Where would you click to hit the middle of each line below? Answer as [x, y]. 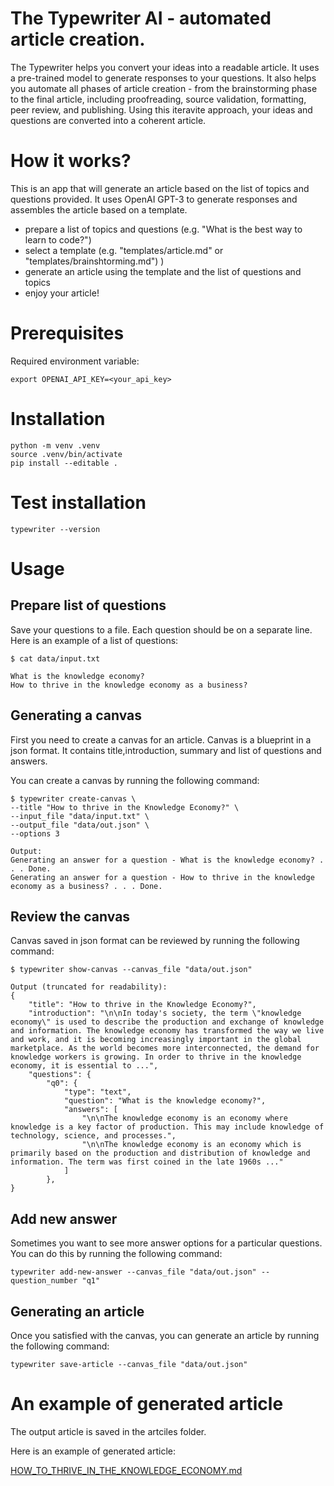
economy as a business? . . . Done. [86, 886]
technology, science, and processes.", [93, 1136]
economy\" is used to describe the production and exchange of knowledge [167, 1022]
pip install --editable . [64, 463]
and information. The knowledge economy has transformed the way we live [167, 1031]
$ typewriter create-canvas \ [73, 798]
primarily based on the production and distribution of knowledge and [160, 1153]
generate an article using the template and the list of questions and [163, 271]
